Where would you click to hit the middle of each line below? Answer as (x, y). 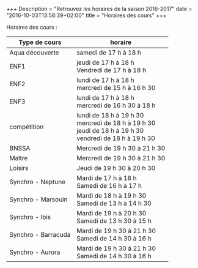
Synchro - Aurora (35, 252)
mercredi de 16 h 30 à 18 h (116, 105)
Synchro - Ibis (30, 217)
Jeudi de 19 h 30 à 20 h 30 (116, 168)
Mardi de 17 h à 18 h (106, 178)
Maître (19, 158)
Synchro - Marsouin (38, 199)
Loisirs (19, 168)
